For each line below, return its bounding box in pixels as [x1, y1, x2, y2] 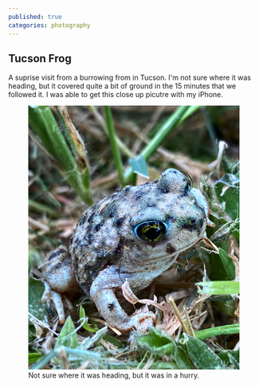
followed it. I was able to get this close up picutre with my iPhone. [8, 90, 223, 100]
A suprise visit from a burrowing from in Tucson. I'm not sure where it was [8, 73, 251, 83]
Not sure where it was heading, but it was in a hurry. [28, 370, 200, 380]
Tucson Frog [8, 52, 72, 65]
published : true [8, 13, 62, 21]
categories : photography [8, 21, 91, 29]
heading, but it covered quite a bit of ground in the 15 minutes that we [8, 81, 237, 91]
